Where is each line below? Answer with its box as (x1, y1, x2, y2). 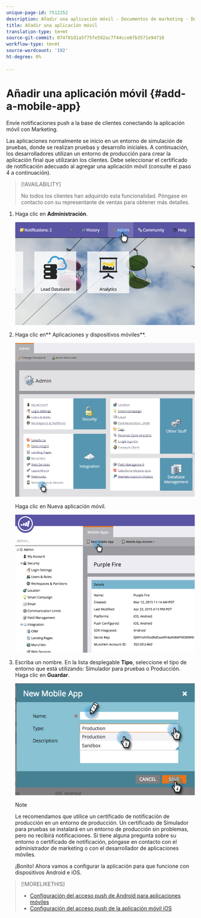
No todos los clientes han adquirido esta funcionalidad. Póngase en (20, 192, 188, 199)
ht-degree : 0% (6, 54, 42, 60)
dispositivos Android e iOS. (14, 869, 82, 876)
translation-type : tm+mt (6, 29, 68, 35)
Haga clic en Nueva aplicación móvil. (14, 503, 106, 510)
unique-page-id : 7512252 (6, 10, 68, 16)
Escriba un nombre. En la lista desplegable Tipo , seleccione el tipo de (14, 659, 187, 666)
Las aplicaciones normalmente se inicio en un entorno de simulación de (6, 137, 183, 144)
